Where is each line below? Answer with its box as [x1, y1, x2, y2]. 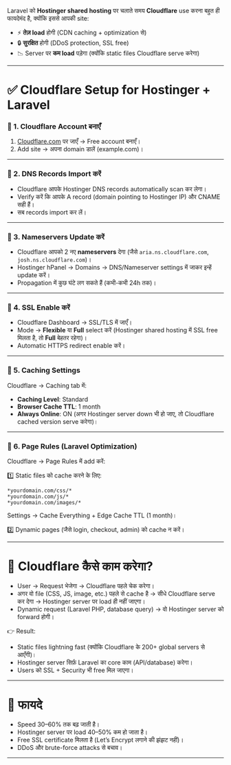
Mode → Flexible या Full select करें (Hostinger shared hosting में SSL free [16, 326, 218, 334]
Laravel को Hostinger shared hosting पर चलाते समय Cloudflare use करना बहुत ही [7, 7, 220, 14]
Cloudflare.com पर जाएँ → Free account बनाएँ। [16, 138, 141, 146]
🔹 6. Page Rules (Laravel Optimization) [7, 441, 137, 451]
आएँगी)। [16, 650, 36, 658]
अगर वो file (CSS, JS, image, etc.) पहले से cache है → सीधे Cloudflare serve [16, 589, 215, 598]
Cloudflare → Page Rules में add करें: [7, 457, 106, 465]
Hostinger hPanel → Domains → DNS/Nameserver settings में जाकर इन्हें [16, 263, 212, 272]
